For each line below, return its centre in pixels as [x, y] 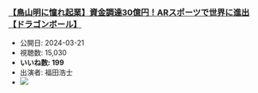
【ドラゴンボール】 [45, 24]
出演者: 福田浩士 [46, 73]
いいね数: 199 [42, 63]
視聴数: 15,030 [43, 53]
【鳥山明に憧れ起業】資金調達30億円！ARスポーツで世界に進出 [129, 12]
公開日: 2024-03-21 [52, 43]
